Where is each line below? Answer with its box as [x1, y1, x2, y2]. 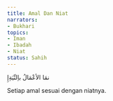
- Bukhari [7, 23, 35, 29]
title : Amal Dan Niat [7, 10, 69, 17]
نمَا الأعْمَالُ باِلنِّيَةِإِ [7, 73, 50, 81]
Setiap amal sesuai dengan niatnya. [7, 86, 107, 94]
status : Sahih [7, 55, 48, 61]
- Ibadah [7, 42, 32, 48]
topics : [7, 29, 29, 36]
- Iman [7, 35, 26, 42]
